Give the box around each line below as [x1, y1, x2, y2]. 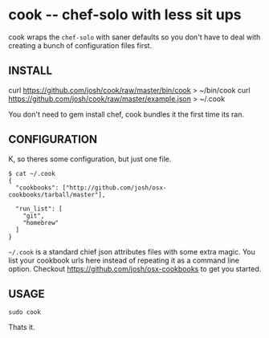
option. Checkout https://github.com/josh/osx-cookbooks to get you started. [8, 263, 262, 274]
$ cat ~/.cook [8, 169, 56, 177]
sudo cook [8, 308, 42, 316]
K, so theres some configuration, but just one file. [8, 154, 172, 164]
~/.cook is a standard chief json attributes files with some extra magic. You [8, 246, 255, 256]
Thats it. [8, 323, 35, 332]
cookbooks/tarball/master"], [8, 190, 106, 198]
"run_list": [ [15, 205, 63, 213]
